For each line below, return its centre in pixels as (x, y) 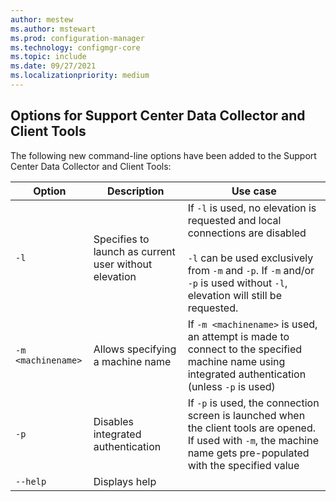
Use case (254, 191)
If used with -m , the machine (253, 440)
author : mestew (42, 19)
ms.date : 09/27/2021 (53, 66)
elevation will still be (234, 295)
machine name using (236, 361)
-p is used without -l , (237, 283)
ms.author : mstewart (53, 29)
